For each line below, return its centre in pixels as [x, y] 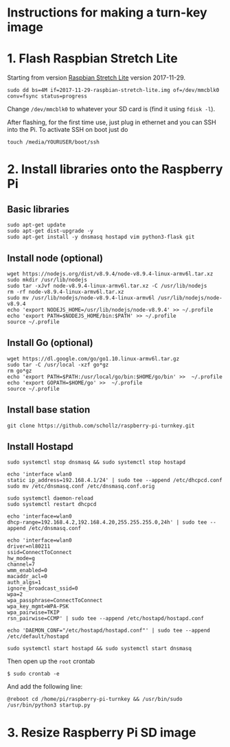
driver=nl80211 [29, 547]
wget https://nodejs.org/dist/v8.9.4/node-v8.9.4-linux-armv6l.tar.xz [110, 274]
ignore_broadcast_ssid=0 [43, 588]
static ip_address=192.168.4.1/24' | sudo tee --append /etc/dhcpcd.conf [115, 481]
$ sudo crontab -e [33, 674]
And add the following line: [45, 687]
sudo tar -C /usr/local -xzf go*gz [58, 365]
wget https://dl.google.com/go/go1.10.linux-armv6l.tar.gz [93, 358]
